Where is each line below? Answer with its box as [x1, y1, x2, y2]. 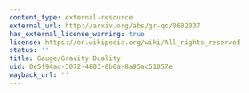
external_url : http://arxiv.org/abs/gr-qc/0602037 [9, 21, 201, 30]
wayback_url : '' [9, 71, 69, 80]
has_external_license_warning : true [9, 29, 145, 38]
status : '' [9, 46, 50, 55]
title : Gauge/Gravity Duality [9, 54, 122, 63]
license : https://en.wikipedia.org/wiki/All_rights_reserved [9, 37, 241, 47]
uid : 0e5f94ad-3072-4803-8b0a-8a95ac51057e [9, 63, 173, 72]
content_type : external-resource [9, 12, 133, 22]
